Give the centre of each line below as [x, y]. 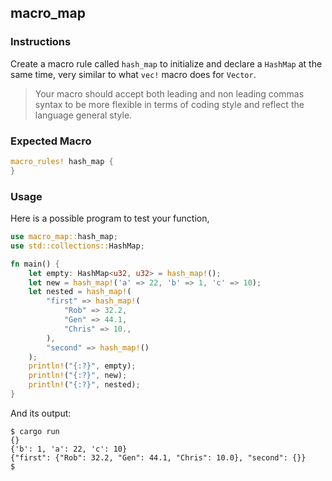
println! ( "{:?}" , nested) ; [84, 385]
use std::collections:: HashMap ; [77, 246]
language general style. [83, 115]
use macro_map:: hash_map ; [64, 237]
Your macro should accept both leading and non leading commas [169, 93]
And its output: [41, 413]
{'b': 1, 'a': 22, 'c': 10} [69, 449]
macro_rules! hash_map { [62, 161]
